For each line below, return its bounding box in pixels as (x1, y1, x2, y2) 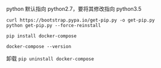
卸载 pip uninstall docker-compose (6, 55, 95, 62)
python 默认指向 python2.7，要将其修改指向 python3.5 (6, 5, 142, 12)
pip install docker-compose (6, 33, 77, 39)
